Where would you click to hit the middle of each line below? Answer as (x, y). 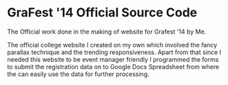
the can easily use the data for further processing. (78, 74)
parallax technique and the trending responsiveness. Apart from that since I (114, 52)
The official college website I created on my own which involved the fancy (112, 45)
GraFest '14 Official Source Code (102, 13)
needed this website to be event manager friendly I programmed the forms (113, 59)
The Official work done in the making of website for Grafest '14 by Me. (107, 32)
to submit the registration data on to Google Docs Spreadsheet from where (113, 66)
